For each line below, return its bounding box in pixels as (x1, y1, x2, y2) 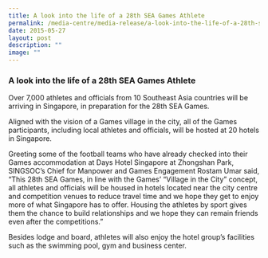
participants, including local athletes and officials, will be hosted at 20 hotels (8, 125, 259, 135)
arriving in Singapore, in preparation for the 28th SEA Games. (8, 101, 210, 111)
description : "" (8, 41, 62, 49)
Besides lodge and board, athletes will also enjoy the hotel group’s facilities (8, 233, 255, 242)
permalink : (8, 19, 45, 27)
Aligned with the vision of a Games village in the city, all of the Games (8, 117, 238, 127)
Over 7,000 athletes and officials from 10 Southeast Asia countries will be (8, 93, 249, 103)
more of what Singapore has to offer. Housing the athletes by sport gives (8, 200, 247, 209)
